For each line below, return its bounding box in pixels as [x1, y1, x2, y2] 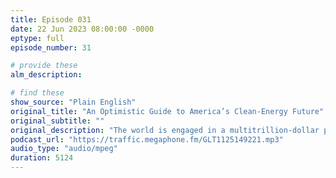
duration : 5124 [10, 153, 74, 163]
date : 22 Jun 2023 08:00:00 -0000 [10, 24, 155, 34]
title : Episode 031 [10, 14, 92, 25]
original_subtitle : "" [10, 116, 105, 126]
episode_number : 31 [10, 42, 92, 53]
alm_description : [10, 70, 83, 80]
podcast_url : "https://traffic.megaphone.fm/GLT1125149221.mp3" [10, 134, 284, 145]
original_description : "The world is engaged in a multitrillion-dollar [10, 125, 320, 135]
